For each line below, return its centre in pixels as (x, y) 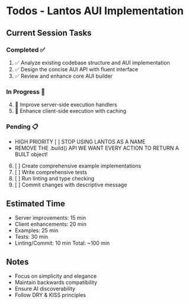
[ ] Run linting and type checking (55, 179)
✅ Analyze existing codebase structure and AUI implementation (92, 62)
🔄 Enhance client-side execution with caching (70, 111)
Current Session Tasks (49, 33)
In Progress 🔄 (26, 91)
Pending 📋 (22, 127)
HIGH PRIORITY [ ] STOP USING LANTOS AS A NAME (80, 142)
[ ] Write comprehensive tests (51, 172)
